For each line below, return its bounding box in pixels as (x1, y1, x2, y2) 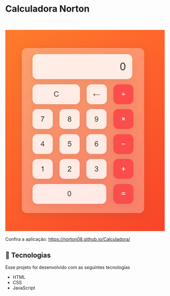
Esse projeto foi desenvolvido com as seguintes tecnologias (5, 264, 131, 271)
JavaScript (12, 285, 35, 291)
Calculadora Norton (5, 3, 90, 15)
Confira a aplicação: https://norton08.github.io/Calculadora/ (5, 236, 131, 242)
